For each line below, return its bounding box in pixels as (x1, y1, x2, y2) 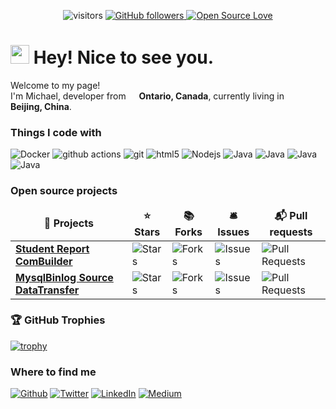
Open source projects (10, 184, 118, 198)
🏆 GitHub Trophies (10, 313, 106, 327)
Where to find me (10, 365, 97, 379)
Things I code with (10, 125, 102, 139)
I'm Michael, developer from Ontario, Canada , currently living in (10, 90, 285, 102)
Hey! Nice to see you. (33, 46, 215, 69)
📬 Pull (274, 208, 308, 222)
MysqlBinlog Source (15, 270, 114, 284)
